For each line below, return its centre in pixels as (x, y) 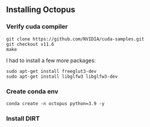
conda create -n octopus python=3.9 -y (55, 103)
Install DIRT (23, 118)
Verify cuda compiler (37, 27)
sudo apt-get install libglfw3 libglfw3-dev (62, 77)
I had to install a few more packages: (51, 60)
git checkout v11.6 (30, 44)
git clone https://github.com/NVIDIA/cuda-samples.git (75, 39)
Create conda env (32, 91)
